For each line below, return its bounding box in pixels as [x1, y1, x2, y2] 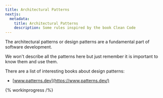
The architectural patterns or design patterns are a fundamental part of [5, 39, 150, 45]
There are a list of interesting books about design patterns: [5, 68, 125, 74]
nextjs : [5, 12, 21, 17]
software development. [5, 44, 52, 50]
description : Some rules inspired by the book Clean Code [14, 25, 136, 30]
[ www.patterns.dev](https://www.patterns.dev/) [12, 78, 110, 84]
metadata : [9, 16, 30, 21]
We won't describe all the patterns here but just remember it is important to [5, 53, 158, 59]
